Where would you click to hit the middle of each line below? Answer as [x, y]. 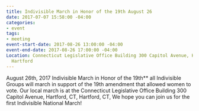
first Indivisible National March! [44, 103]
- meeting [18, 39]
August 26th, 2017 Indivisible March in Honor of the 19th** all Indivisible [94, 78]
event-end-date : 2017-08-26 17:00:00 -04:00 [62, 50]
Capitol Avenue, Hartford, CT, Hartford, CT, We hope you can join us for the [98, 97]
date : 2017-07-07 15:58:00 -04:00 [49, 17]
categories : [21, 22]
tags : [13, 34]
